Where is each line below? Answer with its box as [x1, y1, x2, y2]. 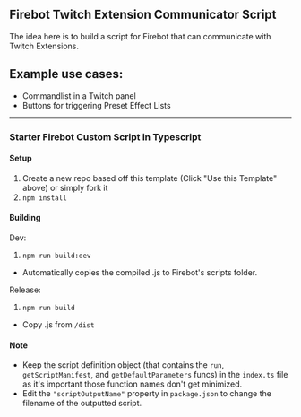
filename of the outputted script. [21, 398, 142, 409]
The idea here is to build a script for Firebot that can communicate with [9, 30, 271, 41]
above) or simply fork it [21, 182, 108, 193]
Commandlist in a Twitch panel [21, 90, 136, 101]
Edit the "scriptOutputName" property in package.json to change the [21, 388, 271, 399]
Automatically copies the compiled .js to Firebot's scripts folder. [21, 266, 258, 277]
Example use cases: [9, 66, 124, 82]
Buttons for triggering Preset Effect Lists [21, 100, 172, 110]
